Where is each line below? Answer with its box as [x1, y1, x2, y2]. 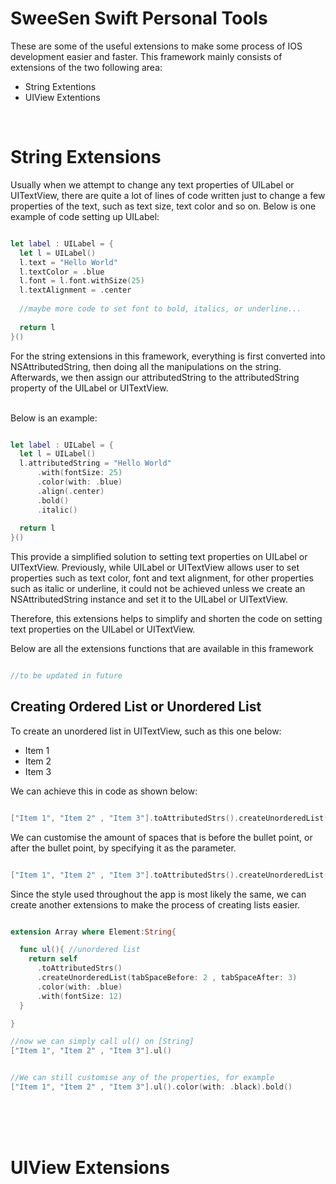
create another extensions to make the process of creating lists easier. [10, 898, 301, 911]
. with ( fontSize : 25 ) [36, 468, 123, 478]
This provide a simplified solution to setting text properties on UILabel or [10, 551, 308, 563]
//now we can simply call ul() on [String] [10, 1037, 195, 1047]
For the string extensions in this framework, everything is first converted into [10, 350, 326, 362]
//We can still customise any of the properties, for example [10, 1073, 275, 1083]
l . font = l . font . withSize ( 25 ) [19, 276, 145, 286]
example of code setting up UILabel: [10, 210, 160, 222]
